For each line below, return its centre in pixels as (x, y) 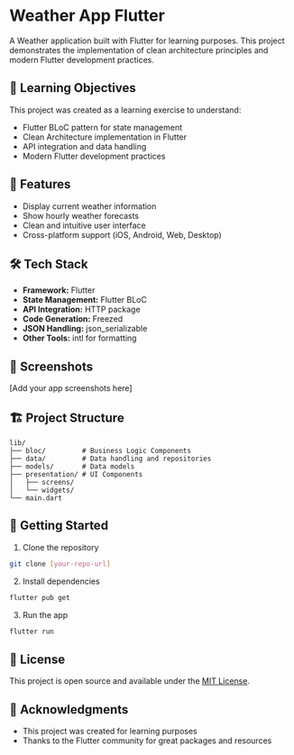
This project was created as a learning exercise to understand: (125, 110)
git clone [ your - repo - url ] (60, 564)
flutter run (32, 632)
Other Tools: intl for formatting (79, 338)
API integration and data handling (84, 146)
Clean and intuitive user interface (84, 225)
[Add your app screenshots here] (71, 388)
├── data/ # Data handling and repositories (110, 459)
